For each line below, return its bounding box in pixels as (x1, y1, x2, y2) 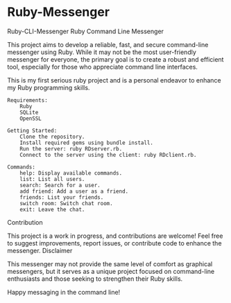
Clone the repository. (19, 133, 85, 140)
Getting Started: (7, 127, 58, 134)
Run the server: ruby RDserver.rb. (19, 145, 123, 153)
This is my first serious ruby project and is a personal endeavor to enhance (7, 76, 221, 84)
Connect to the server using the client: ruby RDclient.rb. (19, 151, 197, 158)
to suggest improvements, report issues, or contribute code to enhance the (7, 239, 222, 247)
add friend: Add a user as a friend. (19, 188, 129, 195)
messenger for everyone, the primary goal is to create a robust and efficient (7, 55, 224, 63)
